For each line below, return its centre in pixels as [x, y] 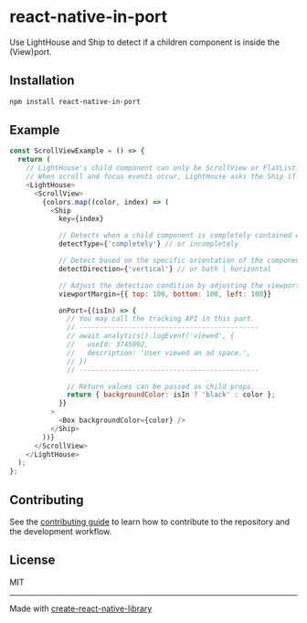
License [32, 560]
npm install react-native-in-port [75, 101]
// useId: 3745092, [108, 344]
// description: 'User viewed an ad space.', [159, 353]
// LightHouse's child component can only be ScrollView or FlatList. [163, 168]
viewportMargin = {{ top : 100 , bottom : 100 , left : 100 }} [165, 294]
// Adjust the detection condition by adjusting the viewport [179, 285]
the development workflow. [61, 531]
